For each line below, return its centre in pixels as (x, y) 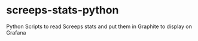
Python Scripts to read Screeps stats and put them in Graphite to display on (99, 26)
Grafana (16, 32)
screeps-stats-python (63, 10)
